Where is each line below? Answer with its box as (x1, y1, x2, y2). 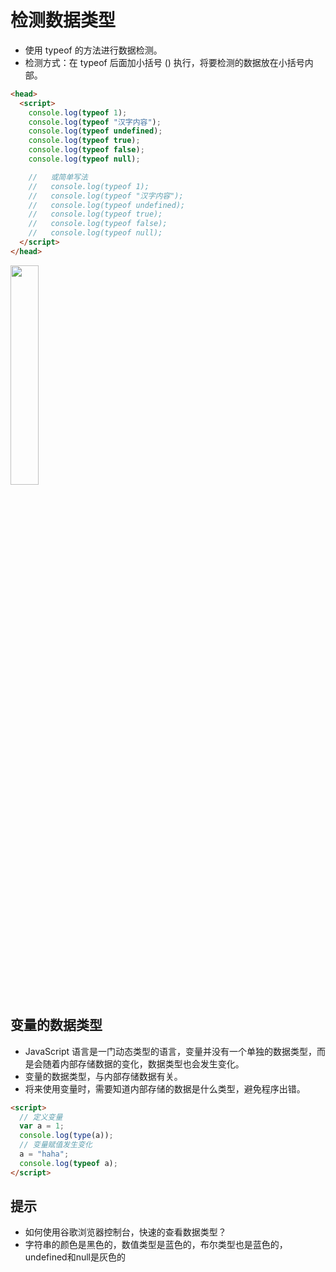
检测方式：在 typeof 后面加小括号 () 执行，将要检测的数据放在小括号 (24, 56, 305, 68)
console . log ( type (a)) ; (19, 1131, 114, 1141)
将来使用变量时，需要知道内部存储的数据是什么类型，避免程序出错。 (24, 1082, 306, 1095)
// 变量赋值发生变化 (19, 1140, 93, 1150)
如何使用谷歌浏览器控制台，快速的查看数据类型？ (24, 1226, 227, 1238)
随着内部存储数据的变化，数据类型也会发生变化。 (42, 1057, 245, 1070)
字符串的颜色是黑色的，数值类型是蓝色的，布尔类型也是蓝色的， (24, 1239, 288, 1251)
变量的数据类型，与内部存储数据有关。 (24, 1070, 183, 1082)
